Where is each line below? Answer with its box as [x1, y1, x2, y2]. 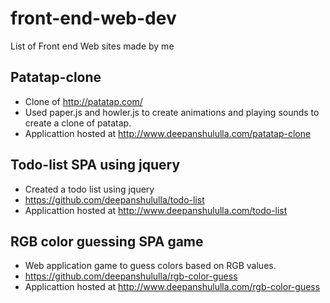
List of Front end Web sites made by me [10, 40, 175, 52]
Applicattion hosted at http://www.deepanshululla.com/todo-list [24, 204, 288, 216]
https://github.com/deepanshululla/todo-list [24, 193, 205, 206]
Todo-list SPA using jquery [10, 157, 181, 174]
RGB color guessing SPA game [10, 233, 204, 250]
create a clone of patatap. [24, 117, 132, 129]
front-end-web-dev [10, 7, 177, 30]
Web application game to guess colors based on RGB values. [24, 260, 277, 272]
